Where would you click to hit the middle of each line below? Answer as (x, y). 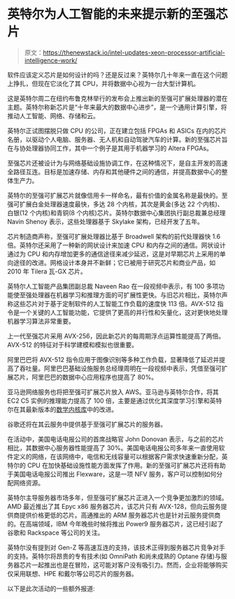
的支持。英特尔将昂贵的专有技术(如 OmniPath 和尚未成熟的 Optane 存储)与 (114, 556)
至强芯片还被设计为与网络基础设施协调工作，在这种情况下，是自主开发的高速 (117, 163)
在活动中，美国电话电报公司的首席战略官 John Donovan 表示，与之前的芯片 (116, 439)
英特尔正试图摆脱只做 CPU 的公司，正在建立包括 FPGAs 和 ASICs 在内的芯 (114, 131)
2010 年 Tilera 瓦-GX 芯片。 (47, 271)
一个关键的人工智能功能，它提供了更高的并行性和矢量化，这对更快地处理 (123, 312)
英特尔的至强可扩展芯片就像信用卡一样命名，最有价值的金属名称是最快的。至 (117, 195)
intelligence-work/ (51, 60)
